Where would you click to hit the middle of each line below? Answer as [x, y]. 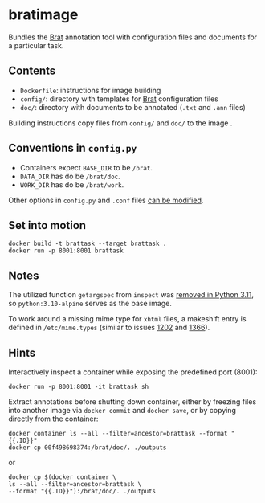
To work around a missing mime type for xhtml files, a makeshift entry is [127, 319]
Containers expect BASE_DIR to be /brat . [86, 167]
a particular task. [36, 45]
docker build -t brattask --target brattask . [88, 244]
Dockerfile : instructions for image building [90, 90]
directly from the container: [53, 419]
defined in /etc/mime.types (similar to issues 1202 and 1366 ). [109, 328]
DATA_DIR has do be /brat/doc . [70, 176]
